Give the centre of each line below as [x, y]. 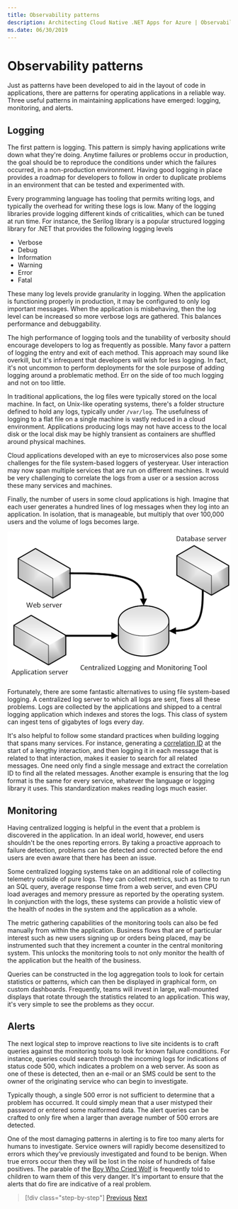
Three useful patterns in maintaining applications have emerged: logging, [114, 101]
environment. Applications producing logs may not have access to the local [117, 427]
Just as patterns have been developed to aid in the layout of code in [107, 86]
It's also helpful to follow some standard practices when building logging [113, 736]
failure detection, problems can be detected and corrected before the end [115, 851]
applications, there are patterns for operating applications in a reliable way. [117, 93]
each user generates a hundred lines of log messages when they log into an [118, 507]
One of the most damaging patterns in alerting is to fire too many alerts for [116, 1139]
